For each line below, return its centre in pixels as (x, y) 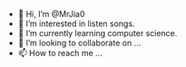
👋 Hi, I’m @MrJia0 (51, 14)
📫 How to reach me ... (60, 53)
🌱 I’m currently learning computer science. (98, 33)
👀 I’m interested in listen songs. (76, 24)
